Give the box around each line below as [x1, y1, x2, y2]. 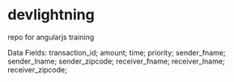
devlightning [7, 6, 95, 24]
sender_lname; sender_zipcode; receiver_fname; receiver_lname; [7, 56, 225, 66]
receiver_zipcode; [7, 64, 68, 74]
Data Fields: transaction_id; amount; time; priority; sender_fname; [7, 47, 226, 57]
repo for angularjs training [7, 32, 95, 42]
